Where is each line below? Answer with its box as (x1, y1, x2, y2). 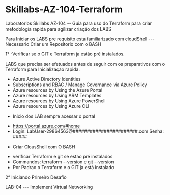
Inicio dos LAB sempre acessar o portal (12, 113, 95, 119)
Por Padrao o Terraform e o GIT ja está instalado (12, 164, 115, 170)
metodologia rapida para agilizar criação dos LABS (5, 25, 112, 32)
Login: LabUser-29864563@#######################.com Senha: (12, 128, 164, 134)
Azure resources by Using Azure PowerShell (12, 98, 106, 104)
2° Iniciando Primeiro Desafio (5, 174, 67, 180)
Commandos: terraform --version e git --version (12, 159, 114, 165)
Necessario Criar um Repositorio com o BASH (5, 41, 102, 47)
